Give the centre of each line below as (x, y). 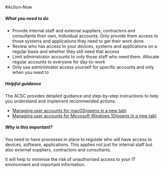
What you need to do (27, 18)
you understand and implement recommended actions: (61, 101)
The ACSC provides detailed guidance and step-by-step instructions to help (82, 96)
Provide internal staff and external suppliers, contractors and (74, 30)
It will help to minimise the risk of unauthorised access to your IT (70, 159)
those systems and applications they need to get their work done (78, 41)
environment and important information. (45, 164)
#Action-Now (19, 7)
